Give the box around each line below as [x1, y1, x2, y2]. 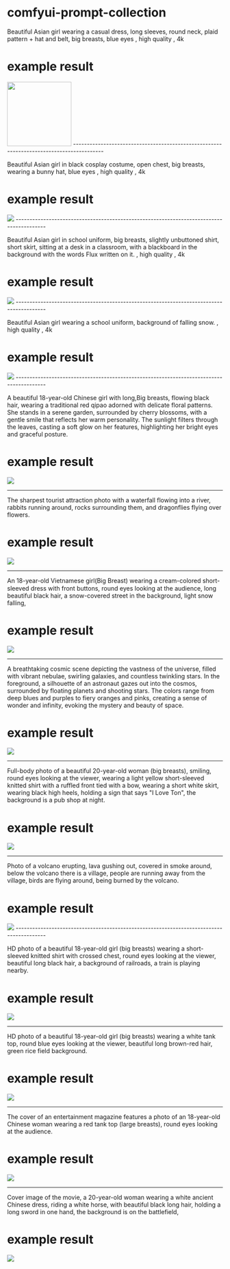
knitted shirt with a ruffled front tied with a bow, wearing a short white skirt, [7, 781, 219, 789]
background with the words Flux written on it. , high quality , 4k [7, 250, 186, 258]
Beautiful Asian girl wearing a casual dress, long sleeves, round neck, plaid [7, 27, 218, 36]
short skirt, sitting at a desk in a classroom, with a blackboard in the [7, 243, 198, 251]
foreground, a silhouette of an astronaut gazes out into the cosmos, [7, 679, 197, 687]
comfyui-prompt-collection [7, 5, 166, 21]
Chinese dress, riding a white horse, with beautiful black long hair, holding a [7, 1200, 221, 1209]
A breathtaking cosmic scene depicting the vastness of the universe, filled [7, 665, 217, 673]
